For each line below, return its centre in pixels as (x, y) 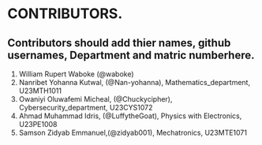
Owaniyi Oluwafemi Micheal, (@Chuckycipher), (95, 99)
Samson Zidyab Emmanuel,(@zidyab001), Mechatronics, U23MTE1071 (133, 132)
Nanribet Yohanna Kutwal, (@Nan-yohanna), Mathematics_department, (134, 82)
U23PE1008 (38, 124)
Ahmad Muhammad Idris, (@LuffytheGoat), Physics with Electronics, (130, 116)
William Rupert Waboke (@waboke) (77, 74)
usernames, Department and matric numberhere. (131, 55)
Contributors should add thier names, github (119, 43)
